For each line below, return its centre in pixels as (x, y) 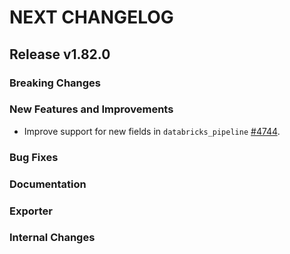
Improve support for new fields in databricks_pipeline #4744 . (152, 131)
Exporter (31, 211)
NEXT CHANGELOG (91, 17)
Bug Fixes (34, 157)
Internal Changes (52, 238)
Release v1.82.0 (60, 54)
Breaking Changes (55, 83)
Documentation (48, 184)
